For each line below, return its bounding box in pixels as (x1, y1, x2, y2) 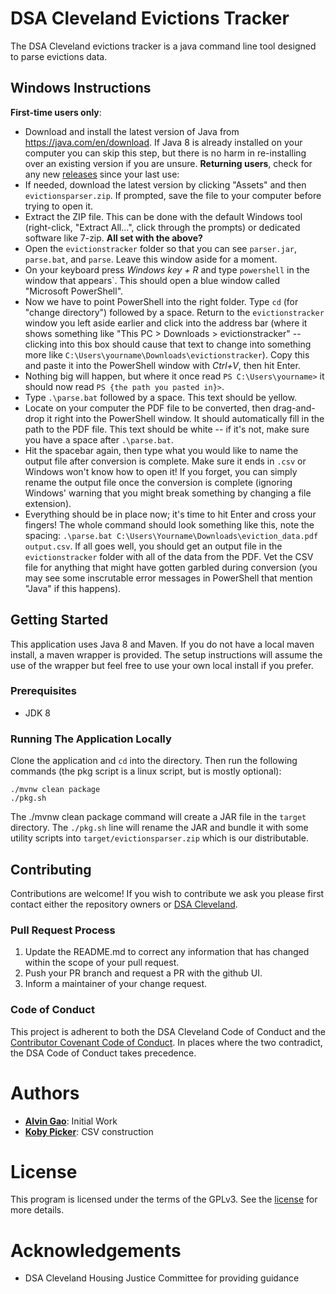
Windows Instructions (10, 80, 152, 97)
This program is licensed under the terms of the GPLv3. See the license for (10, 1193, 318, 1206)
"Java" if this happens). (24, 582, 122, 594)
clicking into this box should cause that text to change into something (24, 338, 312, 350)
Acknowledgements (10, 1239, 182, 1262)
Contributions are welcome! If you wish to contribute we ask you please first (10, 887, 325, 899)
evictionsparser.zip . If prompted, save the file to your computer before (24, 189, 322, 201)
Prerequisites (10, 684, 77, 698)
